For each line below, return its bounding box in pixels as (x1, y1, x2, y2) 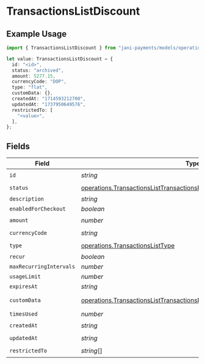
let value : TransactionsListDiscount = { (6, 56, 113, 62)
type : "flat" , (12, 84, 48, 91)
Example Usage (6, 29, 67, 39)
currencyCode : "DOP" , (12, 78, 67, 85)
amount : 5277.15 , (12, 73, 56, 79)
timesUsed (9, 311, 38, 318)
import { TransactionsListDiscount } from (6, 45, 116, 51)
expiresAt (9, 283, 38, 290)
